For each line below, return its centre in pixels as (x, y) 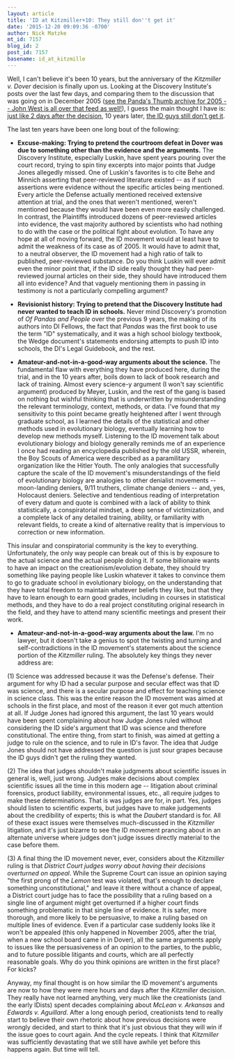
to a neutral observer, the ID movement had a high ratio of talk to (110, 253)
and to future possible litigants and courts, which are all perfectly (100, 954)
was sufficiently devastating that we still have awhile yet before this (104, 1042)
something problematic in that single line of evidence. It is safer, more (107, 910)
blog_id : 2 (23, 46)
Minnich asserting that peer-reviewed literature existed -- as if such (114, 180)
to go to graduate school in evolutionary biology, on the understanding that (115, 583)
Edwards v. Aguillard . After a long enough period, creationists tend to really (115, 1012)
